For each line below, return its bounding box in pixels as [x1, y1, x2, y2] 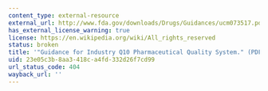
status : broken [8, 41, 59, 49]
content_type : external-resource [8, 11, 120, 20]
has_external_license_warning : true [8, 26, 130, 34]
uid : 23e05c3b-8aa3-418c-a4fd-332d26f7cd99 [8, 56, 156, 64]
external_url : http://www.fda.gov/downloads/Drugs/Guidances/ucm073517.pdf [8, 19, 266, 27]
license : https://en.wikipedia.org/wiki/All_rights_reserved [8, 33, 216, 42]
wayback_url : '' [8, 70, 62, 78]
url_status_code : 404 [8, 63, 81, 71]
